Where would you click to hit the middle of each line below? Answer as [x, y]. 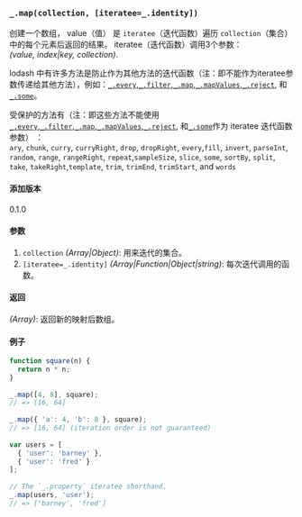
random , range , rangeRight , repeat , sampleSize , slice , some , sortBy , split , [143, 157]
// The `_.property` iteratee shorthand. [88, 487]
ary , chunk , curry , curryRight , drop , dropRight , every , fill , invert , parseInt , [149, 148]
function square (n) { [50, 361]
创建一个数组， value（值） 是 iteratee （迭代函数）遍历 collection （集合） [151, 33]
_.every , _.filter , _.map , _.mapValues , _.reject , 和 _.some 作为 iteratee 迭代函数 [151, 126]
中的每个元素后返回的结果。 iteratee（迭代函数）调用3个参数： [126, 45]
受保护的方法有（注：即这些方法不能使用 [84, 115]
